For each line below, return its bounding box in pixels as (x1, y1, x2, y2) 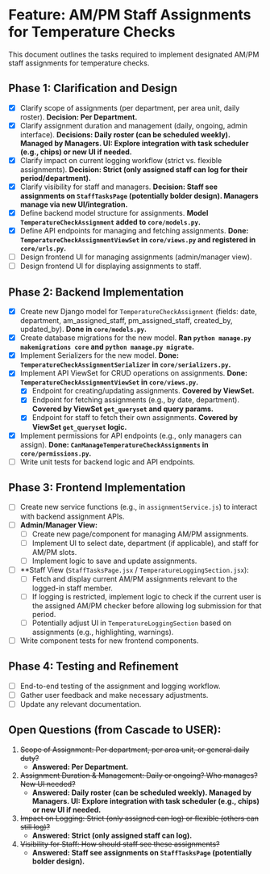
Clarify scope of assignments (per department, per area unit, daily (19, 103, 240, 112)
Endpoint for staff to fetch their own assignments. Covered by (31, 413, 239, 422)
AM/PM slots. (31, 547, 77, 557)
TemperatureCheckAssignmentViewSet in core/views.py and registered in (19, 235, 256, 245)
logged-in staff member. (31, 583, 113, 593)
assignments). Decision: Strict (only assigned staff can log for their (19, 164, 248, 174)
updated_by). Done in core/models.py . (19, 325, 147, 334)
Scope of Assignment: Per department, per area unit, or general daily (19, 745, 250, 754)
